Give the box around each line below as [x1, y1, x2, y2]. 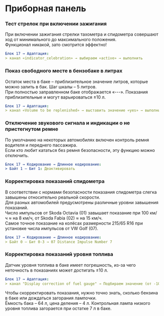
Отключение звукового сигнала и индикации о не [5, 120, 130, 126]
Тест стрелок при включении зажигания [5, 21, 107, 27]
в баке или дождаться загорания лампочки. [5, 295, 97, 301]
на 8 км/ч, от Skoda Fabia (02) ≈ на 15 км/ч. [13, 215, 103, 221]
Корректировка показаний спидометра [5, 178, 105, 185]
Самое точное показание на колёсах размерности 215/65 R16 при [5, 220, 143, 226]
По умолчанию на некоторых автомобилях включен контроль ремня [5, 137, 149, 143]
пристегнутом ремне [5, 126, 59, 132]
